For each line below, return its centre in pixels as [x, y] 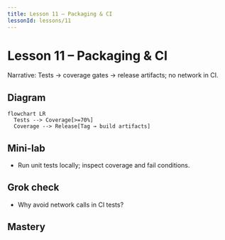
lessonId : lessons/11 [39, 21]
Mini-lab [26, 148]
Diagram [27, 98]
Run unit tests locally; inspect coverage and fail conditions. [104, 165]
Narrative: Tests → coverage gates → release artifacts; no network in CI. [113, 75]
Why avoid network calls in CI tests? [71, 204]
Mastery [27, 227]
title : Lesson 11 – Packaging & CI [60, 14]
